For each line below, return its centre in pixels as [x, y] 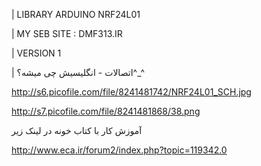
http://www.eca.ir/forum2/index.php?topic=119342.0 [119, 150]
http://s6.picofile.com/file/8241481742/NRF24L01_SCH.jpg [131, 92]
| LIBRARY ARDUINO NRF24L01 [76, 14]
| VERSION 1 [36, 53]
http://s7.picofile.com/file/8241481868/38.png [106, 111]
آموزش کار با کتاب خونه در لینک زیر [77, 130]
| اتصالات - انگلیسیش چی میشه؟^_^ [78, 72]
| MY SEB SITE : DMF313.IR [67, 33]
